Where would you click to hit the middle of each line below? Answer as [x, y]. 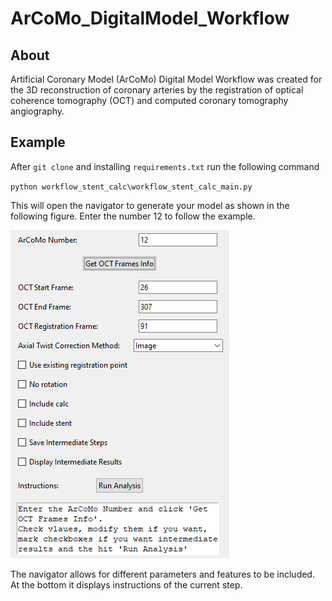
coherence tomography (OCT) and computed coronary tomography [149, 100]
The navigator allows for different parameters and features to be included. [162, 574]
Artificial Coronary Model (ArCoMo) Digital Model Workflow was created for [166, 79]
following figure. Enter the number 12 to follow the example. [133, 216]
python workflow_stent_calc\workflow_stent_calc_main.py [131, 187]
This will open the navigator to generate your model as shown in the [150, 205]
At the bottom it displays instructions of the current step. [126, 584]
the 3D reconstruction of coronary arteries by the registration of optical [157, 90]
